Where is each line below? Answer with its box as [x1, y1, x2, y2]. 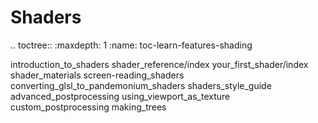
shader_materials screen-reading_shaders [10, 69, 185, 81]
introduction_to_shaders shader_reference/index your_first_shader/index [10, 58, 309, 70]
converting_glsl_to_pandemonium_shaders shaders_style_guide [10, 79, 272, 91]
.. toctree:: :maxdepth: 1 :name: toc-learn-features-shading [10, 39, 253, 51]
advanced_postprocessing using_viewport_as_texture [10, 90, 231, 102]
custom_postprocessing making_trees [10, 101, 167, 113]
